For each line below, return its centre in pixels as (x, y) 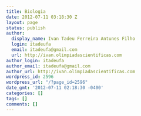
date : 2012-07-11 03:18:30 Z (42, 17)
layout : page (22, 22)
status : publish (26, 28)
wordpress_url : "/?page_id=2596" (47, 83)
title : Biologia (26, 11)
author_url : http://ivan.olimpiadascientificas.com (70, 71)
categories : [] (25, 93)
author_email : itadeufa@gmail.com (48, 66)
